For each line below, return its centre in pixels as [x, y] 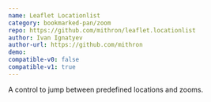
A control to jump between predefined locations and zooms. [106, 89]
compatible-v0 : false [44, 60]
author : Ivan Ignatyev [45, 38]
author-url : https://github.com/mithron [76, 45]
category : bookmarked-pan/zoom [60, 23]
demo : [17, 52]
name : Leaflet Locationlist [55, 15]
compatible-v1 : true [42, 67]
